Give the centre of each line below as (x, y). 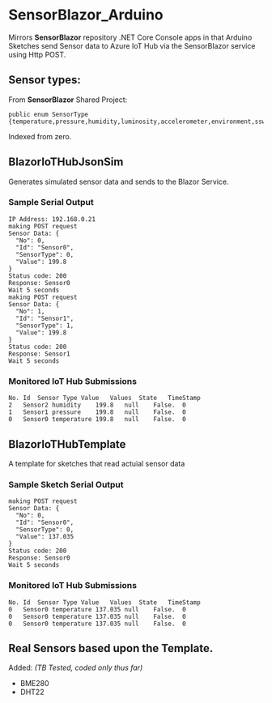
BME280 (35, 684)
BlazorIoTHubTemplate (67, 444)
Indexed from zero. (40, 136)
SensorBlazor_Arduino (86, 15)
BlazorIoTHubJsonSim (66, 162)
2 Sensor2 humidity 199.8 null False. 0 (97, 405)
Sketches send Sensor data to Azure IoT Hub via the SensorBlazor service (132, 45)
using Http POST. (37, 54)
